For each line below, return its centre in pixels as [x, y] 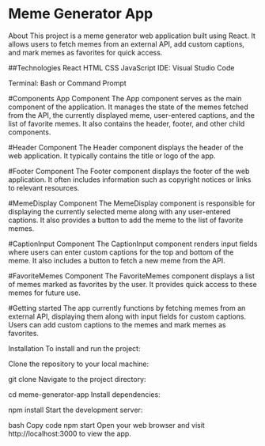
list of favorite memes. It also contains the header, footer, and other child [127, 123]
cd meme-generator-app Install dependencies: [84, 394]
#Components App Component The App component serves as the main [125, 98]
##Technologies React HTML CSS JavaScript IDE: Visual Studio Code [121, 67]
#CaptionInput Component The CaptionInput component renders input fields [133, 244]
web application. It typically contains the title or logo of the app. [112, 156]
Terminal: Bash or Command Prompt [67, 83]
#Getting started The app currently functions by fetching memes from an [127, 308]
